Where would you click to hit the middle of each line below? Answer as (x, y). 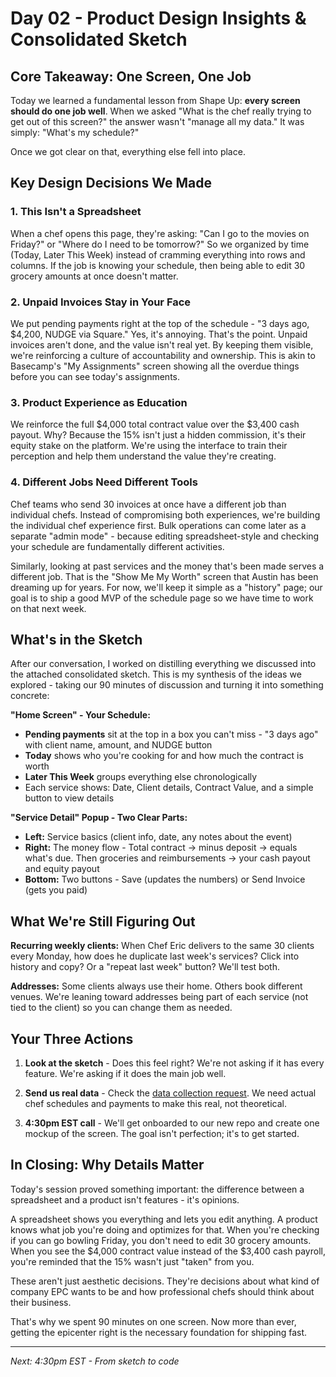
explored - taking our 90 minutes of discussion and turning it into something (167, 685)
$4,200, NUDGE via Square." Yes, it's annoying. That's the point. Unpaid (159, 334)
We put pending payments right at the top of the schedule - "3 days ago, (160, 323)
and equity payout (62, 869)
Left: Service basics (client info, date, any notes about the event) (158, 837)
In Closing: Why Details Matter (107, 1165)
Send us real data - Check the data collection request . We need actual (170, 1093)
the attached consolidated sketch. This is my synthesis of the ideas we (156, 674)
